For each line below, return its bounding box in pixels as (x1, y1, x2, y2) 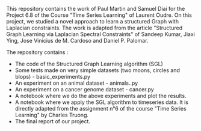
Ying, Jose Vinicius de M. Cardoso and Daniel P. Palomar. (6, 37, 149, 44)
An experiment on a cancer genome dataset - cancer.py (14, 86, 155, 93)
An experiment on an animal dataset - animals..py (14, 79, 138, 87)
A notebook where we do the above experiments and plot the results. (14, 93, 187, 99)
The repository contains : (6, 49, 69, 56)
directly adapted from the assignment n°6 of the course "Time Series (14, 105, 187, 112)
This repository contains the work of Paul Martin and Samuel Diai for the (6, 5, 185, 12)
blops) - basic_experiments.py (14, 73, 91, 80)
